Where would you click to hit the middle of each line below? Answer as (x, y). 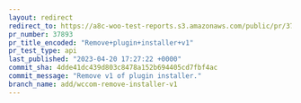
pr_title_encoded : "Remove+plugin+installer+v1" (101, 43)
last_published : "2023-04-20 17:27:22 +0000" (95, 59)
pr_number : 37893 (41, 34)
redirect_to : (33, 26)
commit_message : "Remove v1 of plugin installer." (105, 76)
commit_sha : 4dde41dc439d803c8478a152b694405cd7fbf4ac (113, 68)
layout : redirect (41, 17)
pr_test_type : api (43, 51)
